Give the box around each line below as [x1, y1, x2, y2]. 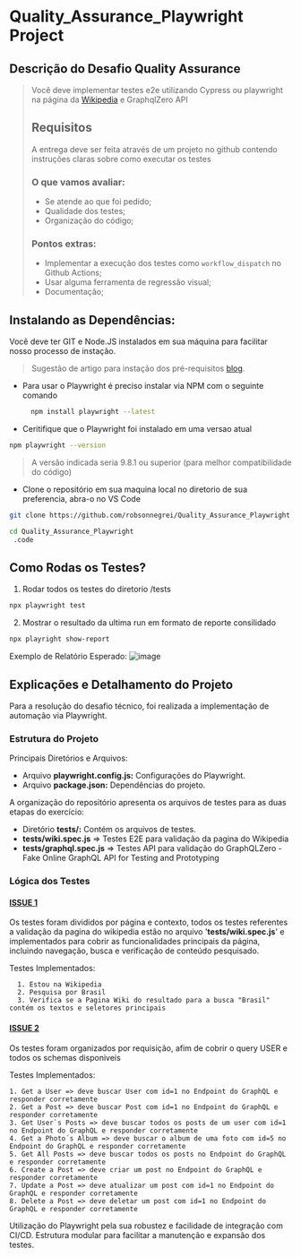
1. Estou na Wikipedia [17, 980, 102, 989]
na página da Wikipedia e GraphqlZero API [30, 94, 188, 105]
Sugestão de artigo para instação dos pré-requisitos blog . [30, 363, 245, 374]
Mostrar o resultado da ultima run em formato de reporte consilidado [21, 617, 276, 628]
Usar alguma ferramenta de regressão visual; [44, 277, 212, 288]
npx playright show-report [9, 634, 110, 644]
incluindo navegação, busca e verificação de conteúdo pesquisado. [9, 945, 260, 956]
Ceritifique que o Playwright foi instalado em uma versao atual [21, 424, 253, 435]
